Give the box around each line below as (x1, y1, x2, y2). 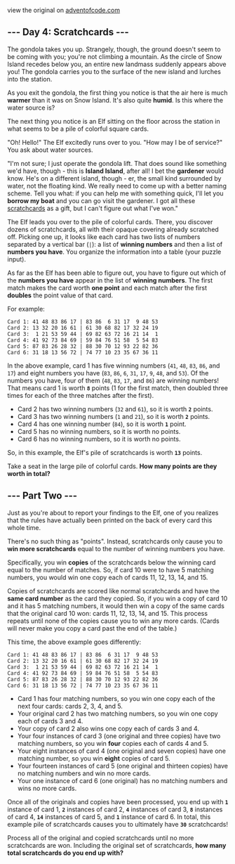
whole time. (7, 523, 41, 531)
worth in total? (7, 469, 51, 477)
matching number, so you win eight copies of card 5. (17, 754, 170, 762)
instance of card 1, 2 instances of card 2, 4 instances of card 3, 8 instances (7, 805, 223, 813)
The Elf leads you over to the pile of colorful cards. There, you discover (7, 217, 213, 226)
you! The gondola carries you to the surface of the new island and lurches (7, 67, 221, 76)
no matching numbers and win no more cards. (17, 769, 151, 778)
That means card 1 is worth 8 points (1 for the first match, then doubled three (7, 383, 228, 392)
